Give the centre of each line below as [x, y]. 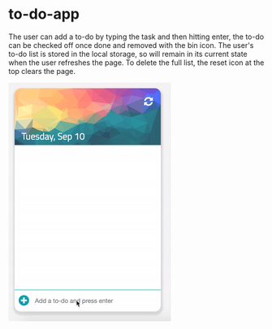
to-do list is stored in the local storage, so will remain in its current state [128, 54]
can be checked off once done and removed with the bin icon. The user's [131, 45]
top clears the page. [42, 71]
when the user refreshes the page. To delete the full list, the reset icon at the [136, 63]
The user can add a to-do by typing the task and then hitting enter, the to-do [136, 37]
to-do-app [44, 14]
